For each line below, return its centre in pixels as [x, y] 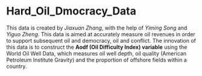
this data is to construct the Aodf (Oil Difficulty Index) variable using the [97, 47]
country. [17, 66]
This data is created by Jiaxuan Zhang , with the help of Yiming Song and [97, 28]
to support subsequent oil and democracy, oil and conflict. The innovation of [101, 40]
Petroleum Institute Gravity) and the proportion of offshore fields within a [96, 60]
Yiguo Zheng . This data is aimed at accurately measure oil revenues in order [101, 34]
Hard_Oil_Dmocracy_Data [71, 11]
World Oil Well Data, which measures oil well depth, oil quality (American [96, 53]
